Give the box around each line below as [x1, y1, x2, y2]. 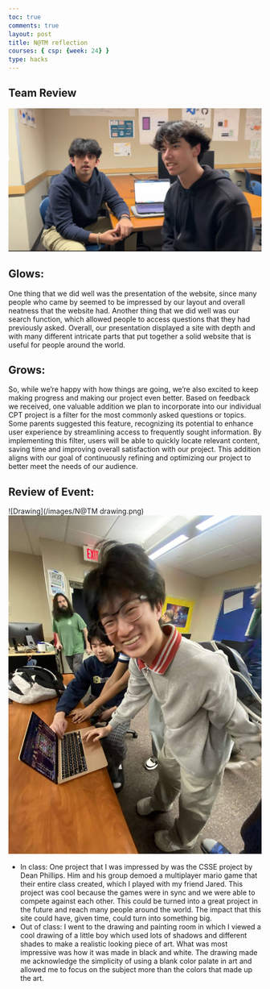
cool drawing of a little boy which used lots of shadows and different [19, 931, 247, 941]
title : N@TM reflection [8, 39, 88, 47]
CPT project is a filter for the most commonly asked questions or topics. [8, 410, 247, 420]
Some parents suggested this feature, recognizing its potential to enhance [8, 419, 254, 429]
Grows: [8, 364, 46, 376]
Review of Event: [8, 484, 95, 499]
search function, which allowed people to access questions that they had [8, 314, 251, 324]
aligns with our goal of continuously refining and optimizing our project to [8, 453, 252, 463]
